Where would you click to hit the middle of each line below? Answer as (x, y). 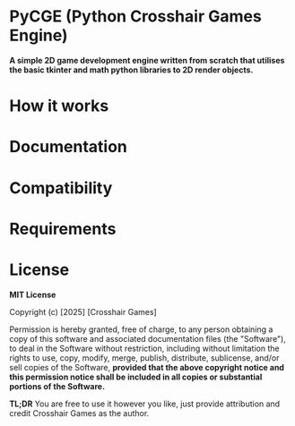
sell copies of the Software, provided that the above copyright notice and (147, 367)
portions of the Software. (57, 386)
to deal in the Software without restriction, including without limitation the (144, 348)
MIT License (33, 294)
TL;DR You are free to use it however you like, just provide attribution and (145, 404)
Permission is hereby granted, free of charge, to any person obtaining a (141, 329)
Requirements (63, 229)
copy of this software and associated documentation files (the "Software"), (148, 338)
